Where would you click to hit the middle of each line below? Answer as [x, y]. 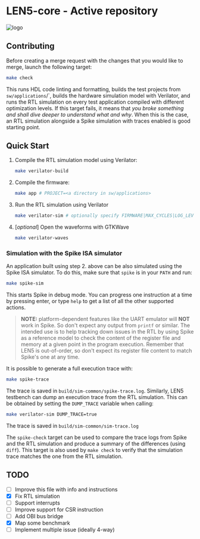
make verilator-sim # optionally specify [67, 216]
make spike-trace [28, 379]
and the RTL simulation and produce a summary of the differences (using [96, 443]
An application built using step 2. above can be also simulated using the [94, 266]
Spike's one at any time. [50, 357]
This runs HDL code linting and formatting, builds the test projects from [93, 89]
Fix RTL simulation [37, 496]
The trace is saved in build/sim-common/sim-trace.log [72, 426]
